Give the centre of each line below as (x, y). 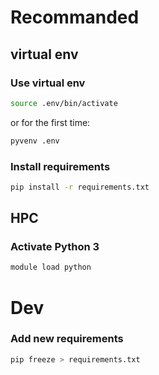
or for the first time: (50, 122)
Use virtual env (48, 83)
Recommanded (75, 17)
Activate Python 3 (55, 247)
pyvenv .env (35, 141)
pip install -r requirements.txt (80, 187)
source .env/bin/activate (64, 103)
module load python (51, 267)
